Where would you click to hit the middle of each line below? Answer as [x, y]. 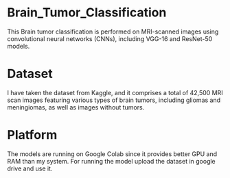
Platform [32, 135]
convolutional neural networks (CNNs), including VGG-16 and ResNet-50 [110, 38]
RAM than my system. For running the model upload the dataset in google [112, 161]
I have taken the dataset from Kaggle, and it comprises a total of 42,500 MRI [115, 92]
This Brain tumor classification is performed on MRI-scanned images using [113, 31]
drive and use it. [30, 168]
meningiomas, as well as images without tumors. [76, 107]
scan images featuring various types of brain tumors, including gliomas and [114, 100]
